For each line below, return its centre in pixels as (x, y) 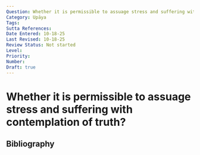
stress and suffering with (69, 109)
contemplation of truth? (66, 122)
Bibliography (30, 144)
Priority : (18, 56)
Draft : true (21, 67)
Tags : (13, 23)
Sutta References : (29, 28)
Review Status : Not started (41, 45)
